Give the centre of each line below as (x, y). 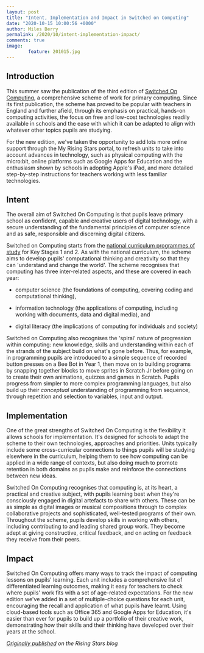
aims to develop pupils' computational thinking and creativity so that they (98, 259)
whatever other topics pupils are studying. (59, 130)
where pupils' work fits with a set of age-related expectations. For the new (100, 593)
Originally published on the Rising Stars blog (62, 643)
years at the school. (31, 631)
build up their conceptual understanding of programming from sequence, (98, 390)
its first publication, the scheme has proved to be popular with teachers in (99, 104)
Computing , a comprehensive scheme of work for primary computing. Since (102, 98)
